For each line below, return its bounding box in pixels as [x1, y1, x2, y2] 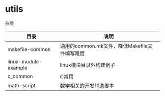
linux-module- [7, 58, 43, 65]
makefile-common [7, 46, 51, 52]
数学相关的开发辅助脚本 [60, 82, 114, 89]
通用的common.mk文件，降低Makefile [60, 43, 148, 49]
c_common [7, 72, 33, 79]
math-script [7, 82, 36, 89]
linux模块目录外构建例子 [60, 61, 115, 68]
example [7, 64, 27, 71]
